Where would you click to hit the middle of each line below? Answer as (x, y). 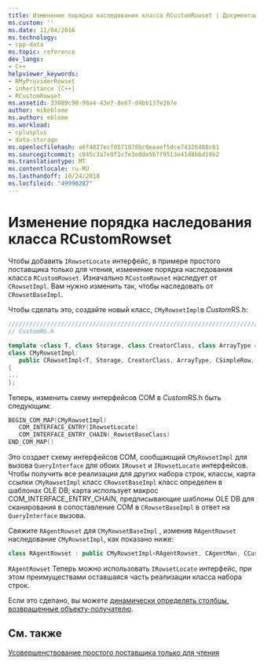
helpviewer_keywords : (44, 74)
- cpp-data (26, 45)
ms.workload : (29, 125)
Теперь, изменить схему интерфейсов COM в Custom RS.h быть (115, 397)
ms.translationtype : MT (47, 162)
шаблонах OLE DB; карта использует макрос (83, 490)
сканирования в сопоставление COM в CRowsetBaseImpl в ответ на (119, 507)
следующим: (30, 406)
